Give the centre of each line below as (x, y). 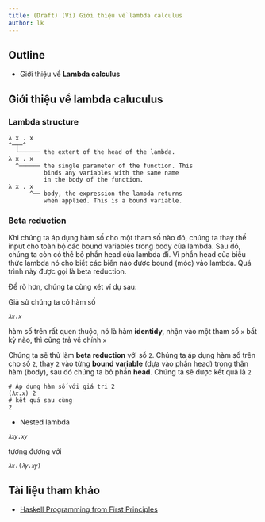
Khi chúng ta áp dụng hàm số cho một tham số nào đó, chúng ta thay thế (127, 238)
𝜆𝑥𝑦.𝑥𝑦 (18, 437)
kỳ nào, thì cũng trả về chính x (58, 340)
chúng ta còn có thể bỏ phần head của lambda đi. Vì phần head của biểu (127, 255)
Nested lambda (44, 422)
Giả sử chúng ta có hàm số (52, 302)
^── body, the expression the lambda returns (106, 194)
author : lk (26, 23)
